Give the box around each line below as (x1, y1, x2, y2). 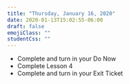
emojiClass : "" (7, 29, 51, 36)
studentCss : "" (7, 36, 51, 43)
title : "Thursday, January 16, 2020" (7, 10, 116, 17)
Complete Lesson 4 (17, 62, 73, 70)
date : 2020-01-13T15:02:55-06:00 (7, 17, 103, 23)
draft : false (7, 23, 45, 30)
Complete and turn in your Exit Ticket (17, 70, 123, 78)
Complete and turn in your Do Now (17, 54, 117, 63)
